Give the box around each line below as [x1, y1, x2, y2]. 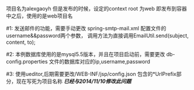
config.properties [6, 58, 48, 65]
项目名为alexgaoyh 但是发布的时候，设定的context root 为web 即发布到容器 [6, 5, 187, 12]
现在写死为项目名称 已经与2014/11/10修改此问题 [16, 78, 131, 85]
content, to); [6, 39, 36, 46]
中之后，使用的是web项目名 [6, 12, 73, 19]
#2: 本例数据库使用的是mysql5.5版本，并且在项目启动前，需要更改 [6, 51, 165, 57]
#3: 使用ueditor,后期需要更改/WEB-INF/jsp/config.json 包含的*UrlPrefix [6, 71, 176, 77]
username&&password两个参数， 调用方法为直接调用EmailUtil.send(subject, [6, 32, 189, 39]
